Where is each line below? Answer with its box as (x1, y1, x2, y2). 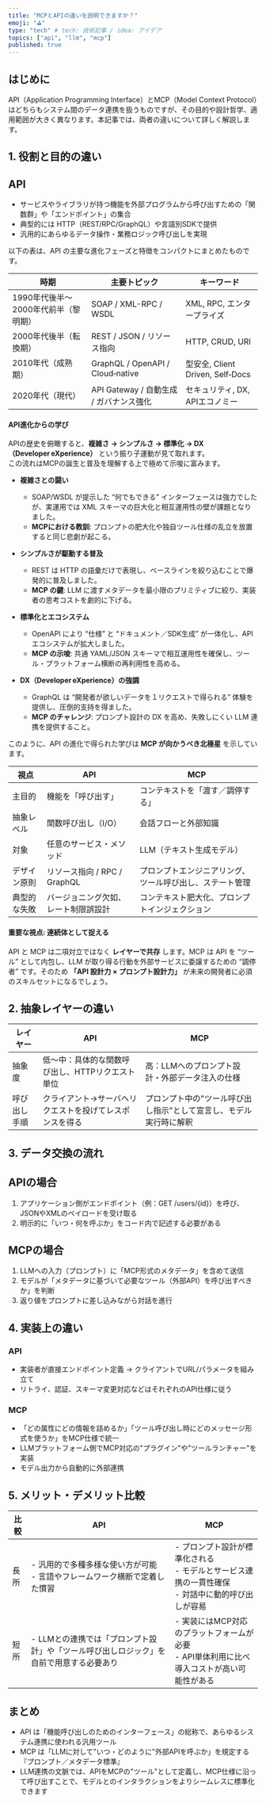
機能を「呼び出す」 (46, 791, 119, 802)
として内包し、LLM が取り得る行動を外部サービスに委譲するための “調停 (20, 957, 256, 966)
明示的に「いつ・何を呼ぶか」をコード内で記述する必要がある (19, 1218, 222, 1228)
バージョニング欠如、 (46, 892, 127, 903)
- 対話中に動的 (174, 1589, 230, 1600)
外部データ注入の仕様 (161, 1072, 241, 1083)
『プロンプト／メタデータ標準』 (19, 1756, 124, 1766)
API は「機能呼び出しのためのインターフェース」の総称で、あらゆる (19, 1727, 240, 1736)
